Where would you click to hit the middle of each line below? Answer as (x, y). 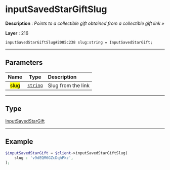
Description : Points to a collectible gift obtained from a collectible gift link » (85, 23)
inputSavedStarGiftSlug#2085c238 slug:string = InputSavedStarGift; (79, 42)
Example (19, 141)
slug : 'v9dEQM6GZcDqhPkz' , (44, 158)
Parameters (24, 62)
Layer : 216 (17, 33)
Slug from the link (69, 86)
